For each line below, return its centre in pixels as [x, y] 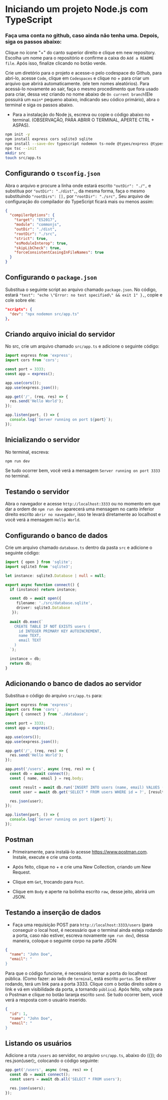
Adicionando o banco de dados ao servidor [73, 684]
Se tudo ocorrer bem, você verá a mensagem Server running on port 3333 [83, 471]
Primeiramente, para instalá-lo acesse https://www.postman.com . [80, 852]
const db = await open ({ [35, 599]
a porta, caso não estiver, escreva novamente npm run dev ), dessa [80, 935]
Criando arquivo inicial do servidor [60, 334]
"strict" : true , [31, 238]
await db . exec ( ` [26, 622]
